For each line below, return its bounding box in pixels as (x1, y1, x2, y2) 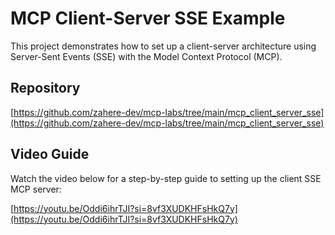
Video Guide (10, 146, 90, 163)
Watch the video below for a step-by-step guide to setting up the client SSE (10, 172, 322, 184)
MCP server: (10, 183, 62, 195)
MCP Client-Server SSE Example (10, 7, 286, 30)
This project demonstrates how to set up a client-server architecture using (10, 40, 317, 52)
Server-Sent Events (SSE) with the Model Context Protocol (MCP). (10, 50, 283, 62)
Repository (10, 80, 81, 97)
